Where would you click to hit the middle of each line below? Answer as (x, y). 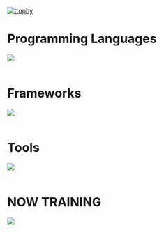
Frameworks (44, 93)
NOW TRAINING (54, 202)
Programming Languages (82, 39)
